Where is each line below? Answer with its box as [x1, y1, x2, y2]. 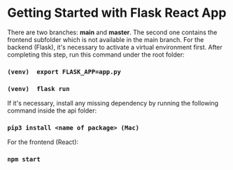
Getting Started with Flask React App [7, 5, 227, 21]
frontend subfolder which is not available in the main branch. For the [7, 35, 204, 43]
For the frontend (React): [7, 138, 79, 146]
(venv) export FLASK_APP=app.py [7, 68, 121, 76]
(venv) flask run [7, 85, 70, 92]
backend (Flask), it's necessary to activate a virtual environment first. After [7, 43, 223, 51]
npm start [7, 155, 41, 164]
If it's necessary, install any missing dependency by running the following [7, 99, 219, 108]
